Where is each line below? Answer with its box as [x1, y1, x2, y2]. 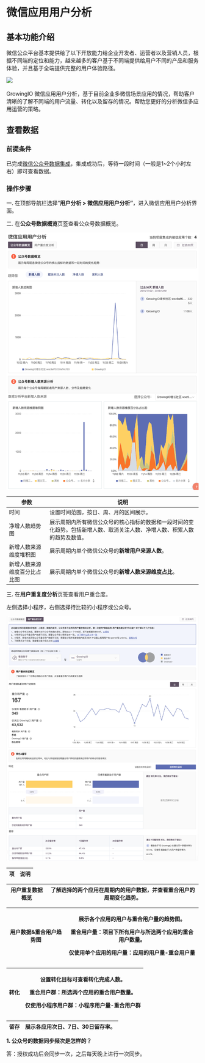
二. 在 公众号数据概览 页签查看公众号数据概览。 [6, 219, 122, 227]
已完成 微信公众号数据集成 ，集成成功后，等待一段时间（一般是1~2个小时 [6, 160, 187, 167]
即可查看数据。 [16, 167, 55, 175]
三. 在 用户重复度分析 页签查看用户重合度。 [6, 590, 111, 598]
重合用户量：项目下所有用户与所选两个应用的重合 [70, 928, 194, 935]
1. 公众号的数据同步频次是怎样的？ [6, 1037, 92, 1045]
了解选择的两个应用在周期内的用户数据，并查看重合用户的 [50, 886, 195, 893]
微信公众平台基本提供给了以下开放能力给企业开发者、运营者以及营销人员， [6, 50, 193, 56]
